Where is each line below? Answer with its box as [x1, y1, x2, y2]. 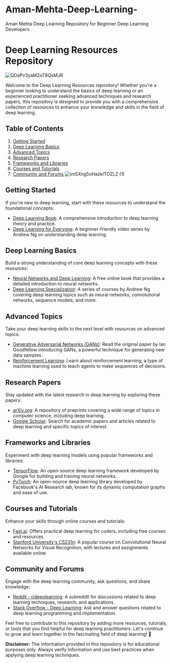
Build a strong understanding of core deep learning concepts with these [5, 260, 158, 266]
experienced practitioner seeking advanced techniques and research [5, 93, 151, 99]
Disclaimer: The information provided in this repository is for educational [5, 641, 160, 647]
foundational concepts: [5, 205, 54, 211]
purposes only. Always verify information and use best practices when [5, 647, 155, 653]
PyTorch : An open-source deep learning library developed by [12, 478, 143, 484]
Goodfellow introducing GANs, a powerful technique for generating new [12, 346, 165, 353]
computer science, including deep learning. [12, 412, 105, 418]
